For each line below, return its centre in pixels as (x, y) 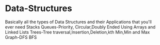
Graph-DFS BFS (21, 37)
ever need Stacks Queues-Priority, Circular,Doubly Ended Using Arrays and (80, 27)
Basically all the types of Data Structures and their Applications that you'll (78, 22)
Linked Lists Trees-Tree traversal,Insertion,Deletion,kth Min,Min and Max (78, 32)
